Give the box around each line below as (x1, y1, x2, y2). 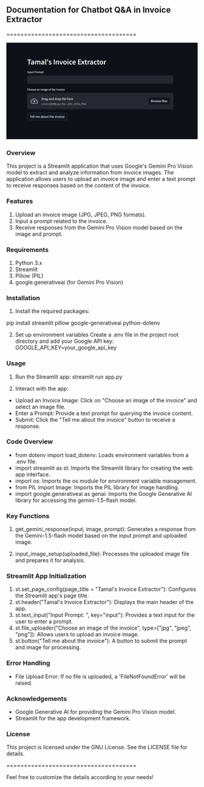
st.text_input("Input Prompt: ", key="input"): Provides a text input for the (15, 611, 195, 619)
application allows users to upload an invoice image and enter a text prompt (6, 176, 196, 183)
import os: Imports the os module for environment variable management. (15, 477, 197, 484)
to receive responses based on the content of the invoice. (6, 182, 151, 189)
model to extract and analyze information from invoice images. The (6, 169, 174, 176)
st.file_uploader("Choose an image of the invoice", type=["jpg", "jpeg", (15, 624, 192, 631)
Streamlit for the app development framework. (15, 714, 131, 722)
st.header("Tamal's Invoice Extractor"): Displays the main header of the (15, 599, 194, 606)
